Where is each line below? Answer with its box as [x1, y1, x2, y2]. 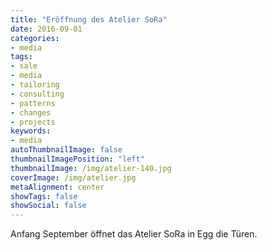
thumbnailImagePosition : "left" [10, 154, 145, 164]
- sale [10, 61, 38, 71]
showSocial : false [10, 201, 87, 211]
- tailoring [10, 80, 60, 90]
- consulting [10, 89, 65, 99]
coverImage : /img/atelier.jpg [10, 172, 137, 183]
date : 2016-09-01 [10, 24, 83, 34]
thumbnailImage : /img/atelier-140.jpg [10, 163, 172, 173]
